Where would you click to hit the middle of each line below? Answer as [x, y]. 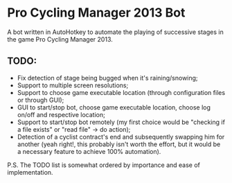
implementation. [30, 172]
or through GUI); [41, 100]
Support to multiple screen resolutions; [73, 85]
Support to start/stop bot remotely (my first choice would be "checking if [121, 122]
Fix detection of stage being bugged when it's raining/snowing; [108, 78]
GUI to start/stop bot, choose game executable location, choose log [114, 107]
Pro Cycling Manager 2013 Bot [96, 13]
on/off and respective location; [61, 114]
